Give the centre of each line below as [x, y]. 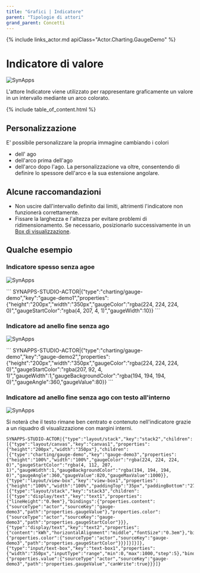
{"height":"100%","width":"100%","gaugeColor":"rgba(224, [79, 460]
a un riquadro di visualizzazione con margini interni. [69, 428]
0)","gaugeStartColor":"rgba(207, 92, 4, [54, 369]
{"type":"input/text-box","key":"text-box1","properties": [81, 549]
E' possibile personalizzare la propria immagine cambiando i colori [87, 143]
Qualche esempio [39, 250]
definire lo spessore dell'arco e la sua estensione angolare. [87, 173]
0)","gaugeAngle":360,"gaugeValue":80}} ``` [60, 382]
